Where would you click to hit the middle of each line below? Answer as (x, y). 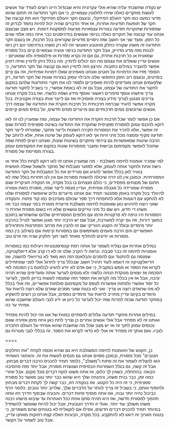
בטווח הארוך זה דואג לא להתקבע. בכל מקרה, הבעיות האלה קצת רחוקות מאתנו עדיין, (84, 414)
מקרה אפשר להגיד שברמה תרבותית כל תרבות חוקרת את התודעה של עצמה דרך (80, 104)
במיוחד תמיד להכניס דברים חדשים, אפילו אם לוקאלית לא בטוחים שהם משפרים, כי (83, 409)
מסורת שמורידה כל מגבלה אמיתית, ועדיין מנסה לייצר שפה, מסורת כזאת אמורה (79, 188)
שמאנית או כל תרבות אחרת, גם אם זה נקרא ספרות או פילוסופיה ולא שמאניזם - (79, 56)
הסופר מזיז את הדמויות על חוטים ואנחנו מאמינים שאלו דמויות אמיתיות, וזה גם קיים (82, 72)
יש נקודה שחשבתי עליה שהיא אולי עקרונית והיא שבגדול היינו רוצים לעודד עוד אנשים (83, 7)
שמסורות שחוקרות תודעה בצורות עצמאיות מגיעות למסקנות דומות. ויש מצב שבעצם (83, 29)
